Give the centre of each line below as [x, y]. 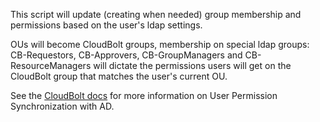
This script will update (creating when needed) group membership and [156, 14]
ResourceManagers [51, 65]
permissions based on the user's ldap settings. [106, 25]
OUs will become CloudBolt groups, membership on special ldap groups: [160, 44]
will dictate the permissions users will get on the [192, 65]
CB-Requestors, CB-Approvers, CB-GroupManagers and [126, 55]
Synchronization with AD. [62, 106]
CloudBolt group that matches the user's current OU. [119, 76]
